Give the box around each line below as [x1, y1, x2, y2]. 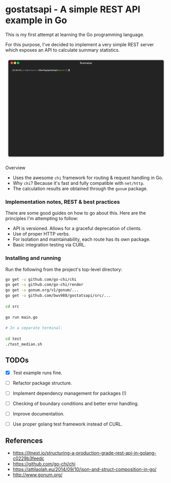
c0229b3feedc [12, 455, 45, 461]
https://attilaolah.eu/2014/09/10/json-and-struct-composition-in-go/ [12, 466, 157, 472]
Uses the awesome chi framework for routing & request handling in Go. [12, 175, 164, 181]
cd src [5, 304, 19, 309]
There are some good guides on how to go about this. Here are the [5, 210, 146, 216]
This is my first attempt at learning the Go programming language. [5, 31, 144, 37]
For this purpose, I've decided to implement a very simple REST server [5, 41, 154, 47]
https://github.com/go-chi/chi [12, 460, 76, 467]
